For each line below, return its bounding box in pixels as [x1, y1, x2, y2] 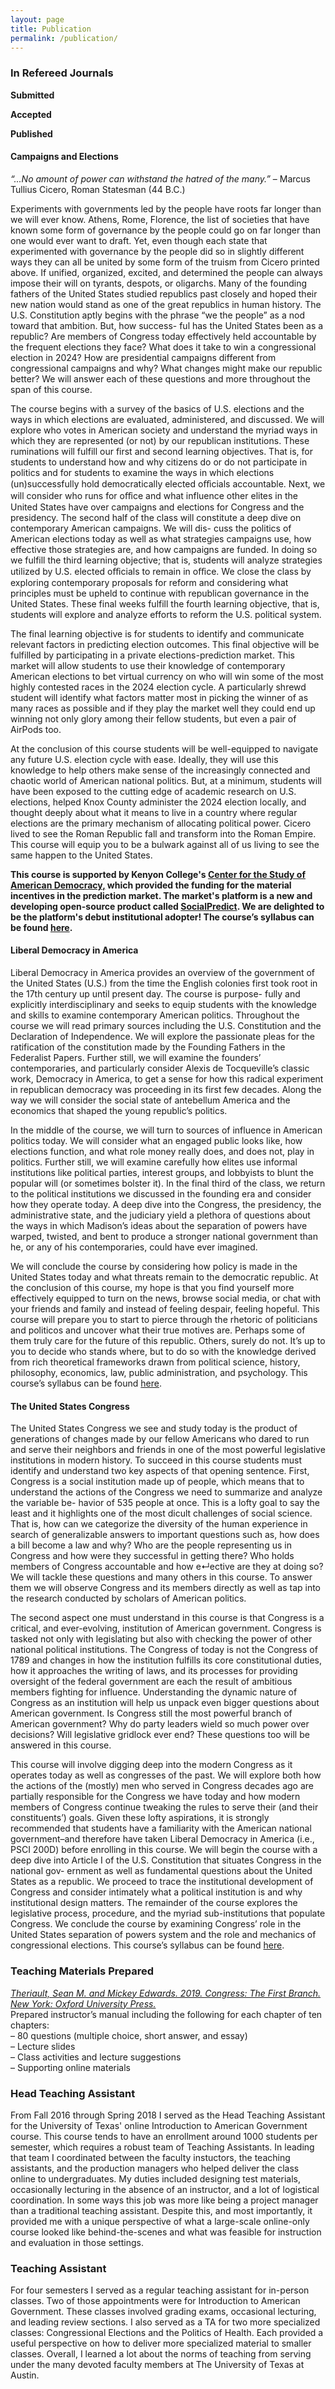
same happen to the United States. [10, 849, 153, 861]
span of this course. [10, 383, 93, 395]
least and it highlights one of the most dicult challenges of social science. [10, 1507, 313, 1520]
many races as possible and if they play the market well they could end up [10, 702, 316, 714]
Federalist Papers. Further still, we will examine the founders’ [10, 1052, 262, 1064]
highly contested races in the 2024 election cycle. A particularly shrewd [10, 681, 307, 693]
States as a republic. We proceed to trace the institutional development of [10, 1876, 314, 1888]
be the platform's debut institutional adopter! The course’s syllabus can [10, 911, 315, 923]
